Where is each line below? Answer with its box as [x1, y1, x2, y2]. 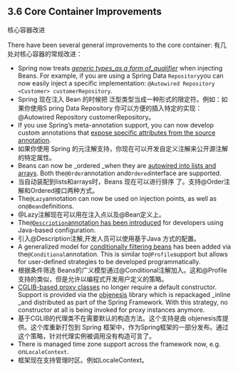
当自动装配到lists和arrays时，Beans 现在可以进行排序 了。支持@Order [17, 177, 224, 186]
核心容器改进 [7, 25, 45, 34]
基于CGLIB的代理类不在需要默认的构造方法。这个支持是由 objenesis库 [17, 313, 223, 323]
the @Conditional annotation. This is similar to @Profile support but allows [17, 249, 228, 258]
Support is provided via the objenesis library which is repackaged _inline [17, 290, 231, 298]
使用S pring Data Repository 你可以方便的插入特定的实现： [30, 103, 202, 113]
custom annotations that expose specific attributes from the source [17, 128, 216, 137]
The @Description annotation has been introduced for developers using [17, 218, 224, 226]
